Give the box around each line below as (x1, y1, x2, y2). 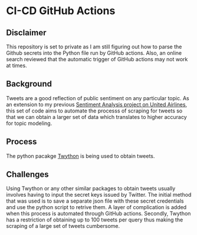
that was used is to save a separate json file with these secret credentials (6, 197, 184, 204)
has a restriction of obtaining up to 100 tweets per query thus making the (6, 216, 183, 223)
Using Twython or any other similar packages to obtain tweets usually (6, 185, 176, 192)
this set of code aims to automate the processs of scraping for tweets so (6, 107, 183, 114)
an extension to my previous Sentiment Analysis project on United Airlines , (6, 101, 188, 108)
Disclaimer (6, 28, 47, 38)
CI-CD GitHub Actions (6, 4, 116, 18)
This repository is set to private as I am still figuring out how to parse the (6, 43, 182, 50)
